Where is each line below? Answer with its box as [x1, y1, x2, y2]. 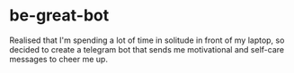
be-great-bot [9, 5, 110, 26]
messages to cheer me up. [9, 53, 108, 64]
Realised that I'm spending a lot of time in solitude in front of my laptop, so [9, 35, 285, 45]
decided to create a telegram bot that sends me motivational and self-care [9, 44, 285, 54]
